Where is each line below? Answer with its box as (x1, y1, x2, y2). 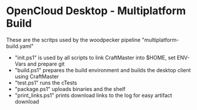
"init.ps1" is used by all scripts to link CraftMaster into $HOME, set (14, 54, 176, 61)
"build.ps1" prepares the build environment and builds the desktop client (14, 66, 191, 73)
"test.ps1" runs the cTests (14, 79, 77, 86)
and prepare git (27, 60, 65, 67)
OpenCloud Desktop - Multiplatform (6, 4, 186, 18)
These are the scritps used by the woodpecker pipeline (6, 36, 141, 43)
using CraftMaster (14, 73, 59, 80)
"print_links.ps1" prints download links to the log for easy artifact (14, 92, 173, 99)
